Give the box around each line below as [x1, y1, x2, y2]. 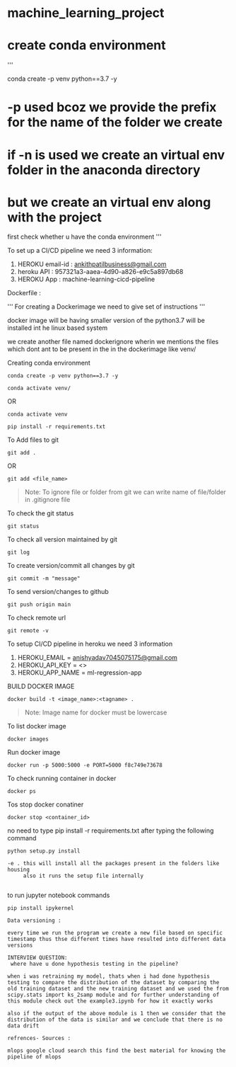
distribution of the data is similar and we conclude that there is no [7, 1016, 223, 1024]
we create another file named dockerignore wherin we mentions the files [7, 338, 219, 346]
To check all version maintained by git [7, 535, 118, 544]
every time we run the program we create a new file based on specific [7, 930, 223, 937]
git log [7, 549, 30, 557]
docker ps [7, 788, 37, 795]
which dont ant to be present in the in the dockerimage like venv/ [7, 345, 196, 353]
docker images [7, 736, 49, 743]
